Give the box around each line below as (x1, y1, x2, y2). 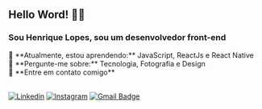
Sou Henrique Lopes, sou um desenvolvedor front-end (8, 32, 227, 43)
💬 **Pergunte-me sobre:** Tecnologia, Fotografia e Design (8, 59, 206, 68)
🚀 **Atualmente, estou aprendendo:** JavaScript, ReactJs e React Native (8, 50, 254, 60)
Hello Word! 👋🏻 (8, 8, 85, 22)
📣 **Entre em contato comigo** (8, 67, 115, 77)
